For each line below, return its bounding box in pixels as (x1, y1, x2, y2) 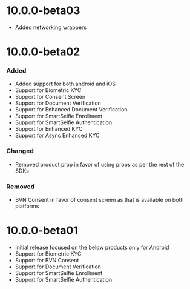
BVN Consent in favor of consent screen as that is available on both (15, 196, 184, 204)
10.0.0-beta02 (6, 45, 80, 59)
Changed (6, 147, 34, 155)
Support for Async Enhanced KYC (15, 131, 100, 139)
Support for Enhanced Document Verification (15, 106, 128, 113)
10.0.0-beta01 (6, 224, 79, 238)
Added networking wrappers (15, 24, 87, 31)
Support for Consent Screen (15, 93, 86, 101)
